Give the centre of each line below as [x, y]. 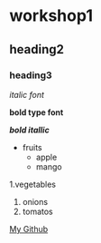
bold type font [37, 112]
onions [35, 201]
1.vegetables [33, 184]
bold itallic [29, 130]
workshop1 [51, 16]
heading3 [31, 75]
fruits [32, 147]
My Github [29, 228]
